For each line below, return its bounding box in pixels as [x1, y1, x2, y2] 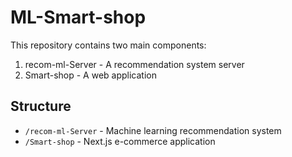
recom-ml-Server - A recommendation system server [24, 58, 245, 70]
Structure [10, 98, 72, 115]
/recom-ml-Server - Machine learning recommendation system [24, 124, 282, 136]
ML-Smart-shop [10, 6, 147, 29]
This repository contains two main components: [10, 39, 207, 51]
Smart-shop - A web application [24, 69, 157, 81]
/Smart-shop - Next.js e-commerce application [24, 135, 216, 147]
